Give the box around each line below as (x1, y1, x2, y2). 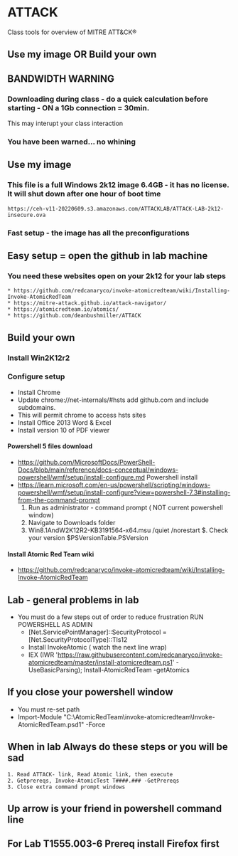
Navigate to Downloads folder (28, 519, 116, 527)
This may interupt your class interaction (7, 119, 124, 128)
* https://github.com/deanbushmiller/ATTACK (7, 312, 141, 319)
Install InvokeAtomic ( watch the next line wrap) (28, 643, 167, 652)
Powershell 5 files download (7, 442, 93, 450)
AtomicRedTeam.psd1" (17, 720, 85, 729)
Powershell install (146, 473, 198, 482)
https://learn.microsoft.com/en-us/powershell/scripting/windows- (17, 481, 211, 490)
